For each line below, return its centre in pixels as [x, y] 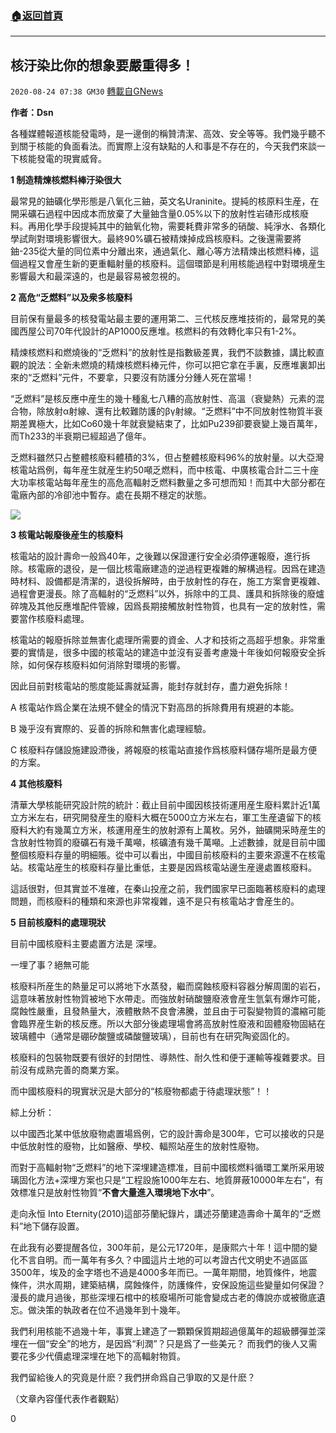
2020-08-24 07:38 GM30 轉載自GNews [87, 91]
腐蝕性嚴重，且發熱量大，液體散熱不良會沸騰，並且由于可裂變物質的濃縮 [159, 1011]
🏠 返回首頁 [37, 15]
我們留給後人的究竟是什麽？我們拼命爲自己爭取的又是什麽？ [133, 1378]
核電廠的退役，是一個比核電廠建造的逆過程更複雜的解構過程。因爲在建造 [176, 569]
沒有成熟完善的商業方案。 [71, 1070]
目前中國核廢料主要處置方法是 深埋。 [86, 944]
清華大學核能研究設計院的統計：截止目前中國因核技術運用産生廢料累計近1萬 [165, 805]
